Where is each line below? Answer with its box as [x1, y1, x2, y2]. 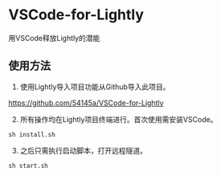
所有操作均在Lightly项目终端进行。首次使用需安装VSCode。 [19, 114, 218, 124]
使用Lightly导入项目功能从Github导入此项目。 [19, 82, 170, 92]
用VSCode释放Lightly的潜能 [8, 33, 100, 43]
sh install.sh [8, 130, 56, 138]
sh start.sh [8, 162, 48, 170]
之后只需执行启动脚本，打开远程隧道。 [19, 145, 147, 155]
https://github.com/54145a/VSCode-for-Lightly [8, 98, 164, 108]
